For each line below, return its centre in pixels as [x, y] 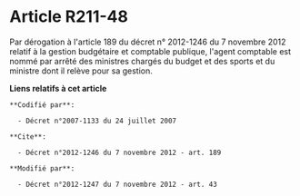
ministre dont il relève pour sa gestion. [81, 71]
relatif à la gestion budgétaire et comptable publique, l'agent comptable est [150, 51]
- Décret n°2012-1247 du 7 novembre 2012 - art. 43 [118, 184]
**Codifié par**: [42, 105]
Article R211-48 [69, 17]
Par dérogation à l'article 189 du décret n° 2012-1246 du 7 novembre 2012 [148, 42]
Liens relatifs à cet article [58, 88]
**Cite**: [28, 137]
